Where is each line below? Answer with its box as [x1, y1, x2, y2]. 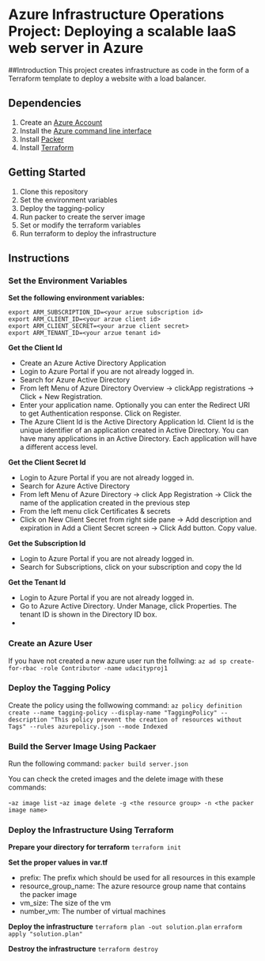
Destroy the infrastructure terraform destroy [8, 944, 158, 954]
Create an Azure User [8, 638, 93, 649]
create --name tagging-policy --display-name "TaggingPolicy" [8, 709, 218, 717]
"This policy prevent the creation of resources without [50, 715, 243, 724]
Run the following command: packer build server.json [8, 759, 188, 768]
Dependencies [8, 96, 81, 110]
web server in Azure [8, 40, 144, 57]
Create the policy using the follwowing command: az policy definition [8, 700, 243, 710]
